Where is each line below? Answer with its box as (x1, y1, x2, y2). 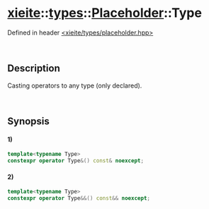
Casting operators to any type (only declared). (7, 81, 142, 90)
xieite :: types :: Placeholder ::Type (7, 5, 202, 21)
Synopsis (7, 115, 50, 128)
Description (7, 62, 60, 75)
